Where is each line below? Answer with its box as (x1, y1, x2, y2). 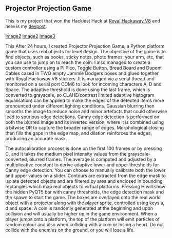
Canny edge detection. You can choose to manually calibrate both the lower (5, 167, 166, 173)
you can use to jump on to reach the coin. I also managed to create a (5, 59, 150, 66)
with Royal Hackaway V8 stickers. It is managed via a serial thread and (5, 75, 155, 81)
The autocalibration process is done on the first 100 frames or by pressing (5, 145, 162, 152)
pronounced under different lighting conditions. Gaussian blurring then (5, 102, 155, 109)
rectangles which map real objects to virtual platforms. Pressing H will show (5, 183, 166, 189)
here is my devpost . (5, 23, 47, 29)
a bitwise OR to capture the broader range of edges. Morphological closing (5, 124, 164, 131)
